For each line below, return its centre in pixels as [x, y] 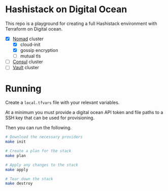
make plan [16, 156]
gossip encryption [39, 50]
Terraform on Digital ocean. [34, 29]
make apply [17, 170]
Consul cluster [28, 62]
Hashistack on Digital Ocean [66, 9]
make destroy [19, 184]
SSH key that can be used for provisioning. [50, 118]
